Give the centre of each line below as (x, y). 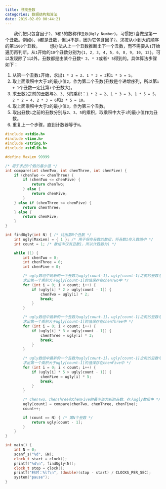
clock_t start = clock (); (41, 459)
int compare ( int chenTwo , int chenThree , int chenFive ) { (66, 171)
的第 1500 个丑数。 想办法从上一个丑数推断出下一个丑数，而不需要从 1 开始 (83, 46)
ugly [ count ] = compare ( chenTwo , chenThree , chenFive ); (81, 404)
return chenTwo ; (48, 184)
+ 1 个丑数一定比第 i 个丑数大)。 (43, 88)
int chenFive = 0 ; (42, 267)
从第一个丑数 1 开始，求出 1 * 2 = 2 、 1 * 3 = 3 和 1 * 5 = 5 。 (74, 75)
